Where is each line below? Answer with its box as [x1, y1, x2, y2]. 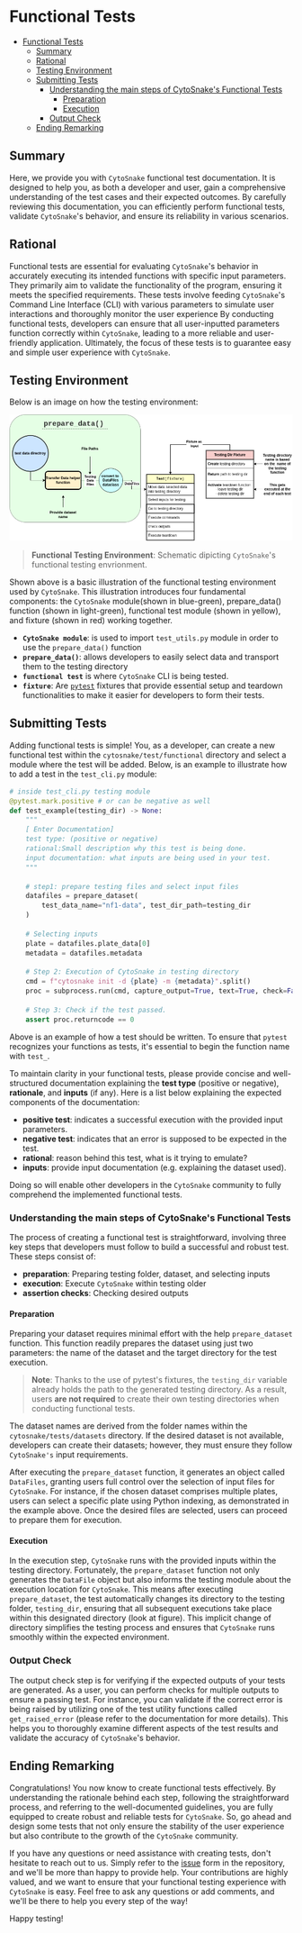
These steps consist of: [9, 1251, 96, 1262]
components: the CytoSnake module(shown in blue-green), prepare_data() [9, 596, 281, 607]
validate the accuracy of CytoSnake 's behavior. [9, 1732, 181, 1743]
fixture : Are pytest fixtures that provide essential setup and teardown [22, 680, 283, 691]
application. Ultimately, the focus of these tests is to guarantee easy [40, 337, 292, 348]
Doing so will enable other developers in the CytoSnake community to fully [9, 1179, 281, 1190]
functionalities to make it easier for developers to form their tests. [22, 690, 265, 701]
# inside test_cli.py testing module [9, 786, 151, 796]
